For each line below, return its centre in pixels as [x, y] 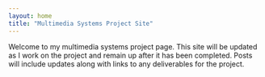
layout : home [30, 16]
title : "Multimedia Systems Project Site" [81, 24]
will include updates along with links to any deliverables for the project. [126, 64]
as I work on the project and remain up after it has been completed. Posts [130, 55]
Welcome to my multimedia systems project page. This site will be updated [133, 46]
